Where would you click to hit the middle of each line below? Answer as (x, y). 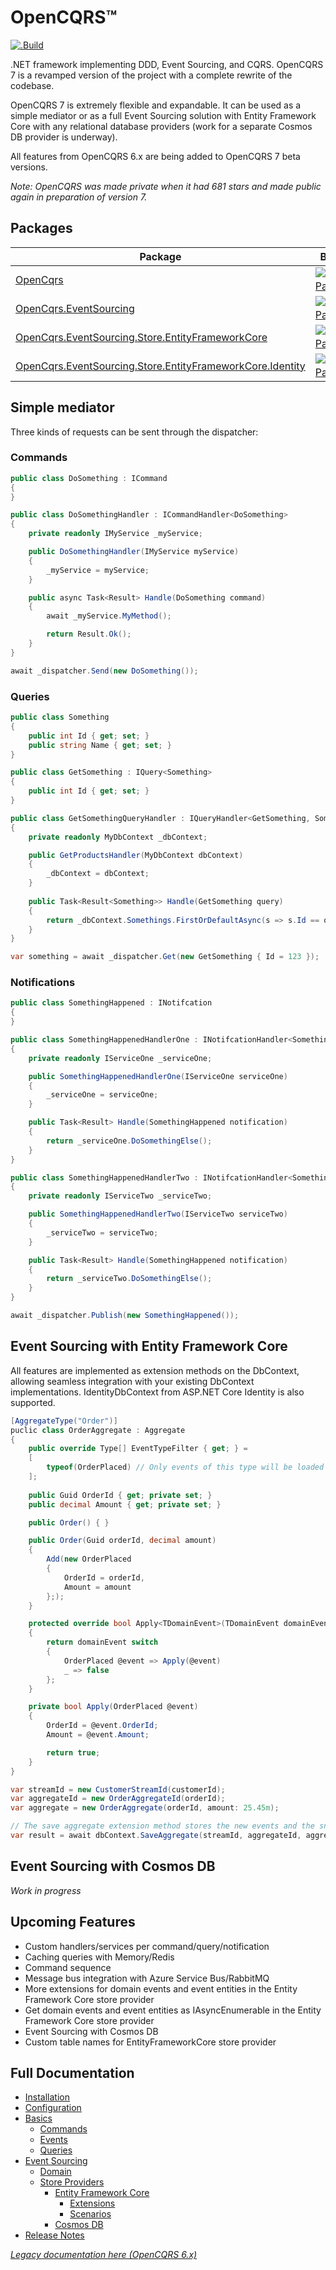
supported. (33, 1402)
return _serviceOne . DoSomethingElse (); (129, 1141)
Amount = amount (97, 1587)
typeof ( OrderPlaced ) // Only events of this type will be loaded (185, 1467)
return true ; (73, 1752)
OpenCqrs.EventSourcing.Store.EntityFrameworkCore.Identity (160, 366)
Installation (47, 2097)
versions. (29, 167)
